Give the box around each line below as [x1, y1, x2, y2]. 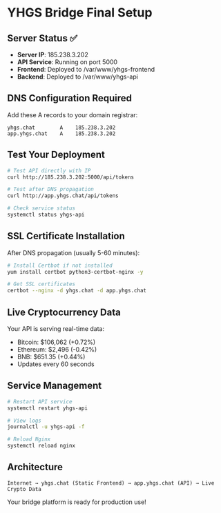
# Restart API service [7, 398, 73, 405]
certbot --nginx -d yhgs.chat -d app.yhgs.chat [7, 288, 147, 294]
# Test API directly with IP [7, 167, 91, 174]
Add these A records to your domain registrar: [7, 110, 138, 119]
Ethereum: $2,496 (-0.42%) [17, 345, 97, 353]
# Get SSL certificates [7, 281, 76, 288]
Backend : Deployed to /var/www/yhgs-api [17, 72, 138, 81]
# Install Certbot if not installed [7, 262, 113, 269]
